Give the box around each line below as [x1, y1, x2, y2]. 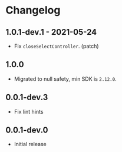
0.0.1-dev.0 [5, 125, 48, 136]
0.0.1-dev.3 [5, 92, 48, 103]
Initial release [14, 141, 47, 148]
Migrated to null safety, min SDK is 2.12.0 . [14, 75, 117, 82]
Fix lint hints [14, 108, 44, 115]
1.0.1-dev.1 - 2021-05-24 [5, 27, 97, 37]
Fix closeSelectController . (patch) [14, 42, 99, 49]
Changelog [5, 4, 61, 17]
